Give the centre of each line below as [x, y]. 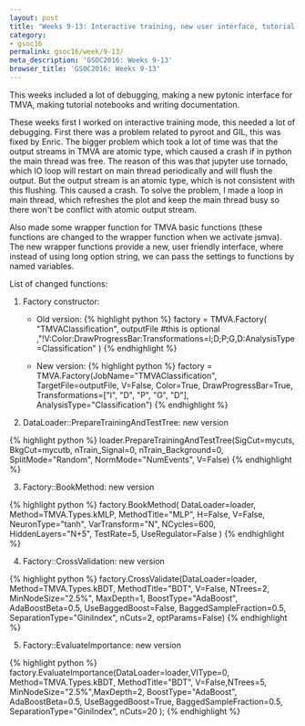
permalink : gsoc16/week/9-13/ [67, 52]
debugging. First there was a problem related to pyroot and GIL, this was [145, 132]
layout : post [34, 18]
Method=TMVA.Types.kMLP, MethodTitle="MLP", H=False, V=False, [137, 514]
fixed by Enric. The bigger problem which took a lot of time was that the [144, 142]
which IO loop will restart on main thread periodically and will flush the [141, 171]
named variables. [42, 266]
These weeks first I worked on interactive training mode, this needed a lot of [152, 122]
